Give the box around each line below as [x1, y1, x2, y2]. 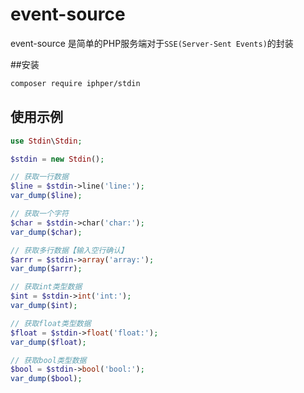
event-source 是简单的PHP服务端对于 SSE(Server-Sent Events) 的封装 [10, 37, 294, 49]
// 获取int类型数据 [10, 282, 83, 292]
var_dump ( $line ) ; [10, 191, 83, 201]
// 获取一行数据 [10, 172, 69, 182]
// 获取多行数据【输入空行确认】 [10, 245, 128, 255]
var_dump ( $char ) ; [10, 227, 83, 237]
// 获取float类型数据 [10, 318, 92, 328]
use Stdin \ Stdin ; [10, 136, 83, 146]
